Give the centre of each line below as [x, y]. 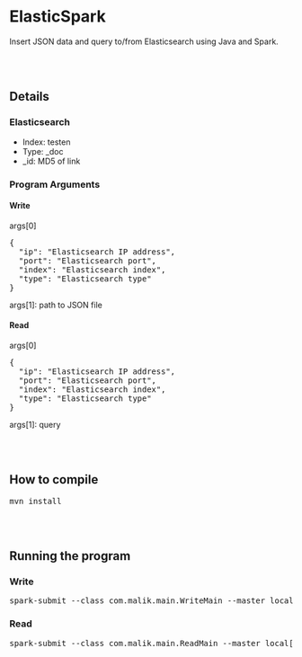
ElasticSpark [58, 17]
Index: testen [46, 142]
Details [29, 97]
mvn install [36, 501]
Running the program [70, 556]
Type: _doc [43, 151]
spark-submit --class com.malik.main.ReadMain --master [135, 643]
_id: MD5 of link [51, 161]
